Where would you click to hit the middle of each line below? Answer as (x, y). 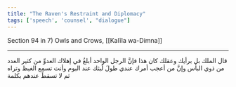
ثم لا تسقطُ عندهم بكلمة (39, 75)
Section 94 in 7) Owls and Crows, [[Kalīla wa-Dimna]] (85, 40)
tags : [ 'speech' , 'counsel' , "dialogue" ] (69, 20)
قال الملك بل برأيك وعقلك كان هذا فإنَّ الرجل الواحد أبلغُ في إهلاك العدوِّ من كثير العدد (117, 60)
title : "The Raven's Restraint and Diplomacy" (77, 14)
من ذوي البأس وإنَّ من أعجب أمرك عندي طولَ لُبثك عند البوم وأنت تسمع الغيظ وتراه (116, 68)
